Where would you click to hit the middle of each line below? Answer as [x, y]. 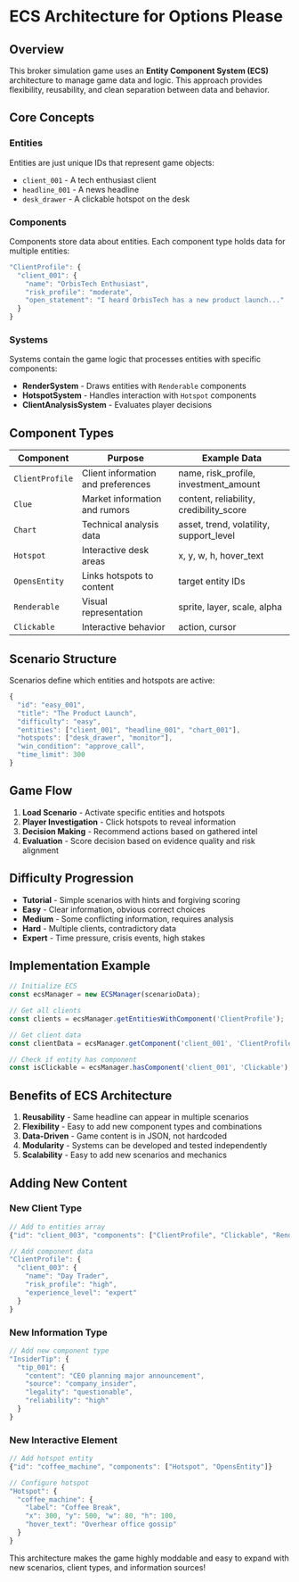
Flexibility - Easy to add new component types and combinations [142, 1127]
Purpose [125, 459]
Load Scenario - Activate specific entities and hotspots [123, 812]
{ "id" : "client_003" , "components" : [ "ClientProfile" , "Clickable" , [139, 1235]
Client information [119, 473]
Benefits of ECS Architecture [91, 1095]
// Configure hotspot [49, 1483]
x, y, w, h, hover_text [221, 556]
